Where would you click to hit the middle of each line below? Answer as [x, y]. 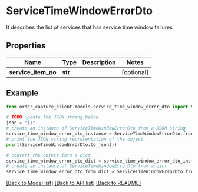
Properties [26, 46]
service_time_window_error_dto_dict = [54, 161]
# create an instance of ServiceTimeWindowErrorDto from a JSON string [96, 128]
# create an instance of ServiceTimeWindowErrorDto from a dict [87, 166]
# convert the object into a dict [49, 155]
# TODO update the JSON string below [52, 117]
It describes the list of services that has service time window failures [89, 27]
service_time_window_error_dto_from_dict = [60, 172]
